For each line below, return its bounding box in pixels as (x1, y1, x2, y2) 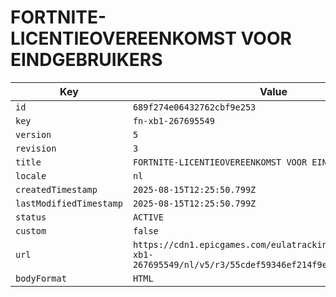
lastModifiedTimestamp (15, 197, 123, 209)
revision (15, 142, 57, 154)
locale (15, 170, 47, 181)
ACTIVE (132, 211, 164, 223)
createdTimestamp (15, 184, 98, 195)
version (15, 129, 52, 140)
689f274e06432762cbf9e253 (132, 101, 257, 113)
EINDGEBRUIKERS (10, 49, 163, 71)
